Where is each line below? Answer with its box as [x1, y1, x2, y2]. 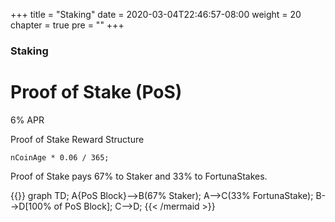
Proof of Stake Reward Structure [10, 133, 145, 145]
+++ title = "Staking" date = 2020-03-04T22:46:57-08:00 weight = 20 [10, 9, 302, 20]
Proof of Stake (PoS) [10, 81, 183, 104]
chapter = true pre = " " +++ [10, 19, 125, 31]
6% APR [10, 114, 45, 126]
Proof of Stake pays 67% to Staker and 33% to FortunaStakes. [10, 170, 268, 182]
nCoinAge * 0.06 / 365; [10, 152, 110, 163]
